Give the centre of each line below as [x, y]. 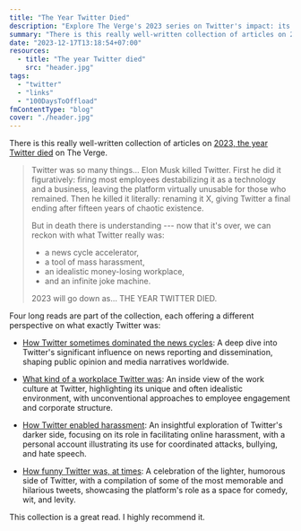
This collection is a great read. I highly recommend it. [107, 518]
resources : [30, 51]
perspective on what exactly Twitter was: [85, 326]
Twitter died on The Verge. [58, 152]
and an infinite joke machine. [98, 281]
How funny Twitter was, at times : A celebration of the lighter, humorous [154, 471]
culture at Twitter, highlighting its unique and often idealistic [133, 389]
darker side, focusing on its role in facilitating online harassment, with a [154, 435]
